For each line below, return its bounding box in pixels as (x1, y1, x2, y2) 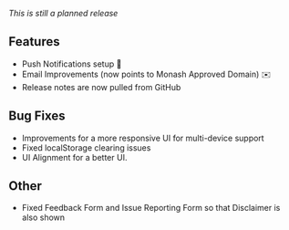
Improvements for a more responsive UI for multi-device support (21, 132, 265, 143)
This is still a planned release (8, 8, 119, 18)
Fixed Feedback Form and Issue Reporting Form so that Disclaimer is (21, 203, 281, 214)
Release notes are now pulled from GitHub (21, 81, 181, 92)
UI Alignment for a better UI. (21, 152, 128, 162)
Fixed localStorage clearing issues (21, 141, 151, 153)
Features (8, 34, 60, 49)
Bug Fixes (8, 109, 66, 124)
